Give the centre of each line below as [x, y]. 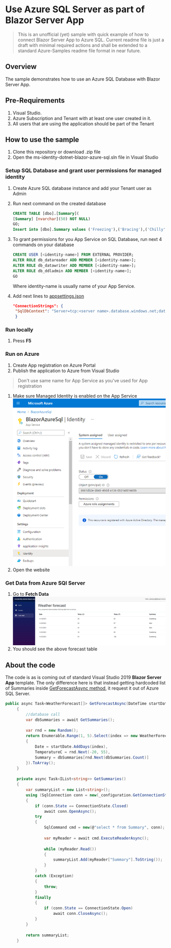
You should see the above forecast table [55, 649]
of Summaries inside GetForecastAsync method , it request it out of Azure [82, 688]
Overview [21, 67]
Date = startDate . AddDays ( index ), [72, 747]
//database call [43, 714]
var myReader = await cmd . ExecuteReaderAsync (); [96, 838]
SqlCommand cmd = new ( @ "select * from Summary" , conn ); [105, 828]
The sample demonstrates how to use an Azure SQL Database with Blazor [83, 79]
